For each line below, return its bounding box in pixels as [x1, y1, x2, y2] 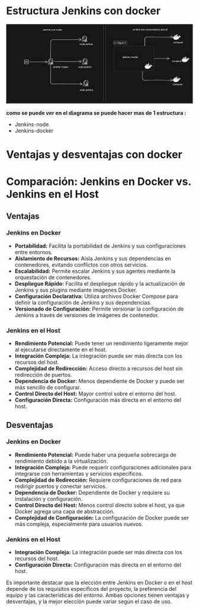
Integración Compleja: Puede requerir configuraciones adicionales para [14, 463, 191, 471]
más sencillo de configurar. [14, 384, 81, 391]
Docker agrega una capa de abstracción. [14, 508, 115, 515]
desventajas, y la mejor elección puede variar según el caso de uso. [6, 598, 172, 605]
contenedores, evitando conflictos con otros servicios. [14, 261, 148, 268]
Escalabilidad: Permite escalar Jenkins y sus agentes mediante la [14, 267, 176, 274]
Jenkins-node [14, 120, 49, 128]
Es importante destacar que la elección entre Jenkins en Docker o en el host [6, 579, 192, 586]
